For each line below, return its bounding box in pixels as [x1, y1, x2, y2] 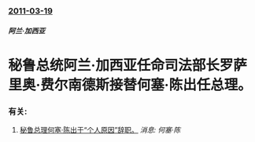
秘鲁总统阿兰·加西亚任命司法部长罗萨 [8, 56, 248, 74]
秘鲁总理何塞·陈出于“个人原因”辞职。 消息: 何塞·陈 [19, 126, 181, 134]
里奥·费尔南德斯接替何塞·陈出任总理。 [8, 76, 252, 93]
